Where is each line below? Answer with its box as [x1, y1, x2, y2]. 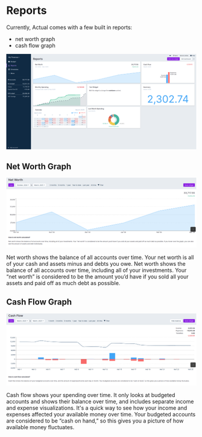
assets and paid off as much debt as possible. [6, 279, 121, 286]
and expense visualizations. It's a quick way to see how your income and [6, 404, 188, 412]
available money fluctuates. [6, 424, 75, 431]
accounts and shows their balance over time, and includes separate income [6, 398, 194, 406]
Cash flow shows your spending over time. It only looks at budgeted [6, 392, 175, 399]
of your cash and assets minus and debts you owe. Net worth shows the [6, 260, 186, 267]
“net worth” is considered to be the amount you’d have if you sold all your [6, 273, 189, 280]
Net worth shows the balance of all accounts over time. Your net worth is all [6, 254, 194, 261]
